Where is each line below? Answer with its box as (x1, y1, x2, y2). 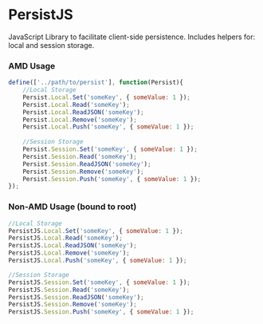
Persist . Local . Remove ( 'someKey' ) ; (22, 116, 137, 124)
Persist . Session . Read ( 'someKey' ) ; (22, 152, 137, 160)
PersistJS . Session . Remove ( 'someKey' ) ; (8, 301, 137, 309)
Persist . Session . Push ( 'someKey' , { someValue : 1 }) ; (22, 175, 202, 183)
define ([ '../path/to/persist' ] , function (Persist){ (8, 78, 183, 87)
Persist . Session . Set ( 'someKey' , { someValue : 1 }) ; (22, 145, 198, 153)
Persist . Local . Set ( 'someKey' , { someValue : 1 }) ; (22, 93, 191, 101)
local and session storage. (8, 40, 95, 49)
